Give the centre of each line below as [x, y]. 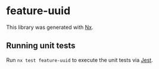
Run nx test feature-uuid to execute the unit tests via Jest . [79, 60]
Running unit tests [41, 46]
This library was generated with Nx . [50, 27]
